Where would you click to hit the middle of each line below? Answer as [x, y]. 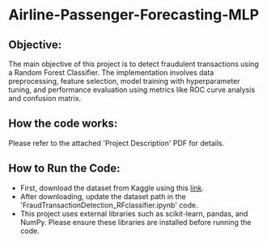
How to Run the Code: [64, 168]
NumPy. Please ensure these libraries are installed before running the [136, 222]
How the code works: [63, 124]
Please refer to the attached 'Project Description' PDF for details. [117, 143]
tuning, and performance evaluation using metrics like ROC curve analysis [132, 90]
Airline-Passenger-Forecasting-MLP [134, 15]
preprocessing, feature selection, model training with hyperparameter [124, 81]
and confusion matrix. [45, 98]
